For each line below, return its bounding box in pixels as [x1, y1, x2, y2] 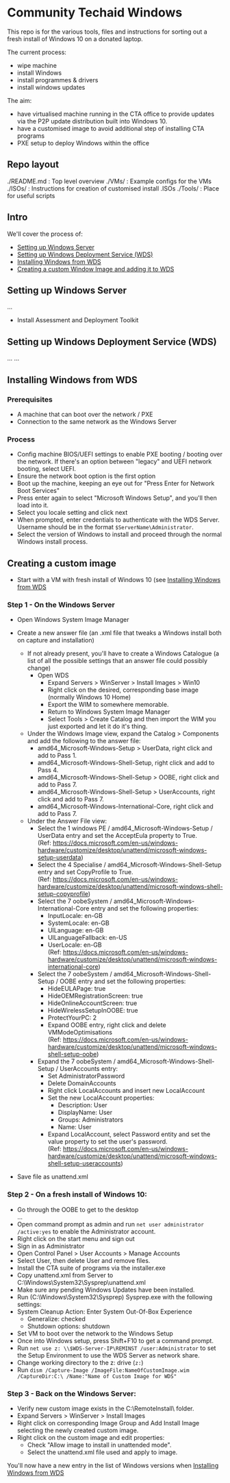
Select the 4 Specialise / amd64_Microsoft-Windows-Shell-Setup [37, 860, 222, 869]
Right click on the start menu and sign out [16, 1234, 135, 1242]
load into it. [16, 501, 49, 509]
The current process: [7, 48, 67, 56]
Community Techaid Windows [7, 5, 183, 21]
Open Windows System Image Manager [16, 616, 129, 624]
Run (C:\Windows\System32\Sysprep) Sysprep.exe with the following [16, 1292, 213, 1301]
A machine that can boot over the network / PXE [16, 410, 153, 418]
